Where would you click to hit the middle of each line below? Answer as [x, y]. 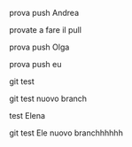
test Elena [27, 116]
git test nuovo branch [48, 98]
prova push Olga [39, 47]
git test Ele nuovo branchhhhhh [66, 133]
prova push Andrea [44, 13]
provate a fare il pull [46, 30]
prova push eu [35, 64]
